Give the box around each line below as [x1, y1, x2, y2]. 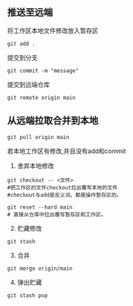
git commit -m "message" [7, 67, 79, 74]
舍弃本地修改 [17, 161, 54, 170]
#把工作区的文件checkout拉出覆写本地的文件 [7, 184, 118, 191]
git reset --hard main [7, 204, 73, 211]
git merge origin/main [7, 265, 73, 272]
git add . [7, 40, 36, 47]
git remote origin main [7, 94, 76, 101]
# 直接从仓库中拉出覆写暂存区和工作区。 [7, 211, 107, 218]
